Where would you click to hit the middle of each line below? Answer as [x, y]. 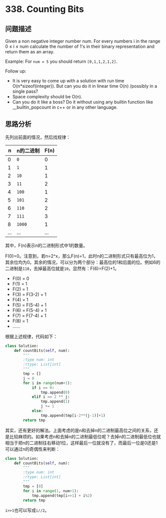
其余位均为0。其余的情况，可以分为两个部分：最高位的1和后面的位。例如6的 [83, 262]
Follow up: [16, 71]
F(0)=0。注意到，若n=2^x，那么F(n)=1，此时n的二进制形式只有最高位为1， [82, 256]
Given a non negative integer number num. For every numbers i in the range [83, 41]
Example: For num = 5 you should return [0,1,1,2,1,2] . [61, 61]
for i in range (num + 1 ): [47, 383]
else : [37, 411]
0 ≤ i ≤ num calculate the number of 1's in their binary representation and [80, 46]
